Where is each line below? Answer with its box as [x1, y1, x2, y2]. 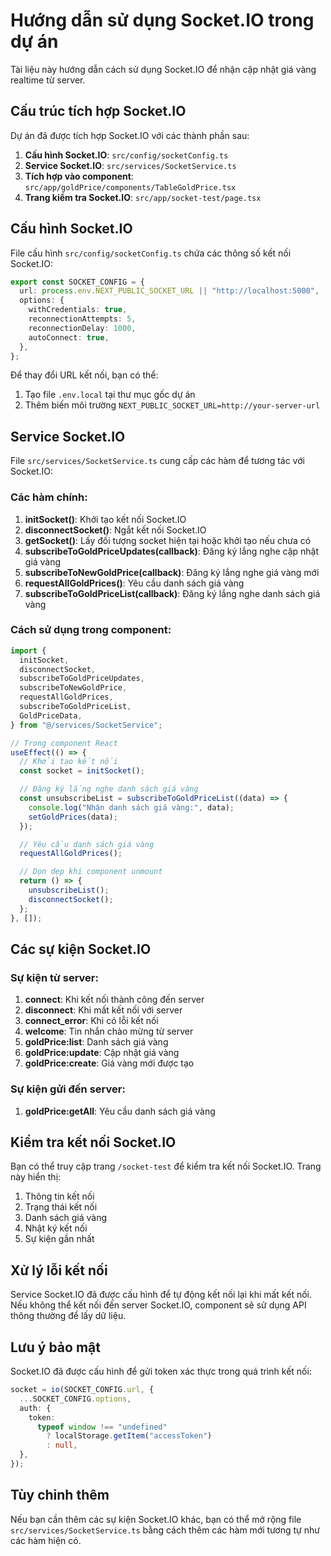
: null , [46, 1440, 78, 1451]
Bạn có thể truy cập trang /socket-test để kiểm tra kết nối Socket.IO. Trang [10, 1160, 322, 1173]
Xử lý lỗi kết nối [10, 1262, 108, 1279]
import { [10, 645, 47, 656]
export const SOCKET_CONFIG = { [10, 277, 145, 287]
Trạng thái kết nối [24, 1201, 98, 1213]
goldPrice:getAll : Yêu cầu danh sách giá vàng [24, 1105, 216, 1117]
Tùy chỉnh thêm [10, 1487, 110, 1504]
